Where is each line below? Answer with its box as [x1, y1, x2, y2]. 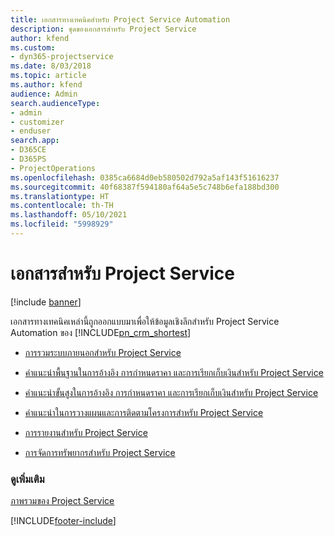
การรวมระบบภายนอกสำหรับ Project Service [24, 346, 182, 358]
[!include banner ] [10, 296, 82, 308]
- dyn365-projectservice [10, 52, 114, 62]
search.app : [10, 136, 60, 146]
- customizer [10, 117, 65, 127]
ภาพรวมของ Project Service [10, 495, 115, 507]
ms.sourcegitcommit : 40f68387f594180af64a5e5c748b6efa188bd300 [10, 182, 280, 192]
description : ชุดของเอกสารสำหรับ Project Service [10, 24, 197, 34]
